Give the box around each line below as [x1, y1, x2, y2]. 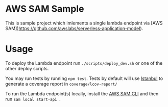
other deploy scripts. [5, 65, 49, 71]
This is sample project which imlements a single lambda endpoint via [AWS [5, 20, 163, 26]
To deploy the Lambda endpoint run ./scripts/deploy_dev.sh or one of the [5, 60, 163, 66]
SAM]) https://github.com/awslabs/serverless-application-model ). [5, 25, 143, 31]
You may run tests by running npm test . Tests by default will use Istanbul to [5, 75, 163, 82]
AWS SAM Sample [5, 3, 84, 15]
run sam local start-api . [5, 96, 61, 102]
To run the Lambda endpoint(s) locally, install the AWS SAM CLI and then [5, 90, 159, 97]
